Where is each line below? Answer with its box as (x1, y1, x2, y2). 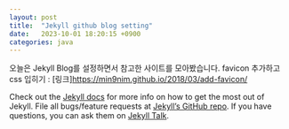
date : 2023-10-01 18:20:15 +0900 (9, 29, 141, 38)
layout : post (9, 12, 58, 22)
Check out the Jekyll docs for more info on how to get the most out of (9, 92, 265, 102)
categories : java (9, 37, 74, 47)
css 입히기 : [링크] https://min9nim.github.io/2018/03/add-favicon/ (9, 74, 248, 85)
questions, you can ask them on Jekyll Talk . (9, 110, 170, 121)
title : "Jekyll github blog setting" (9, 21, 153, 30)
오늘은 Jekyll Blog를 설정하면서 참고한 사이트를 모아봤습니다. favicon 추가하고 (9, 63, 281, 73)
